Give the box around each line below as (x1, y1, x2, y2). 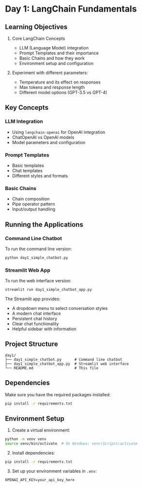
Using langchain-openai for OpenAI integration (12, 129, 106, 135)
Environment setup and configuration (19, 61, 94, 66)
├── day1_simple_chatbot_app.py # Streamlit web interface (5, 361, 129, 366)
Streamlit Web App (5, 267, 50, 274)
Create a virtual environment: (12, 427, 70, 433)
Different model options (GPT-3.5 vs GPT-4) (19, 90, 108, 95)
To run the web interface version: (5, 278, 72, 284)
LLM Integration (5, 118, 43, 125)
